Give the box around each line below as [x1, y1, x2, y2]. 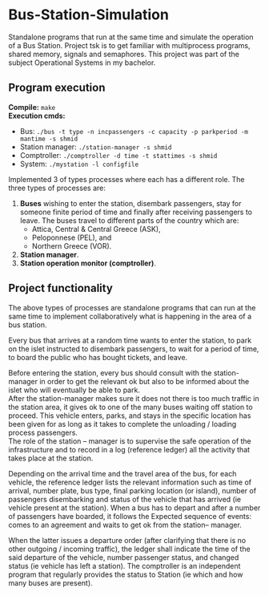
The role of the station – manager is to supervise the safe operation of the [8, 436, 252, 446]
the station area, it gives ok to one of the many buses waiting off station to [8, 402, 254, 412]
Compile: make [8, 102, 56, 111]
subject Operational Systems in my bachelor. [8, 58, 156, 67]
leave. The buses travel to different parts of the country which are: [19, 215, 239, 225]
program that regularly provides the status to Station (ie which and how [8, 570, 243, 579]
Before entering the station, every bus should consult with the [8, 367, 212, 378]
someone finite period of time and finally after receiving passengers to [19, 207, 252, 217]
